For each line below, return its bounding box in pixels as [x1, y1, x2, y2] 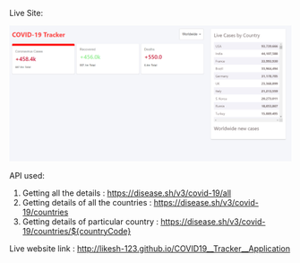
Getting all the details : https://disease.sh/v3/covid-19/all [21, 188, 231, 198]
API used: [9, 170, 45, 180]
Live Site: [9, 8, 44, 18]
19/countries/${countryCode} [21, 225, 132, 236]
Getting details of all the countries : [21, 197, 152, 207]
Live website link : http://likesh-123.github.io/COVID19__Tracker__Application [9, 242, 291, 254]
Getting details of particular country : [21, 215, 159, 227]
